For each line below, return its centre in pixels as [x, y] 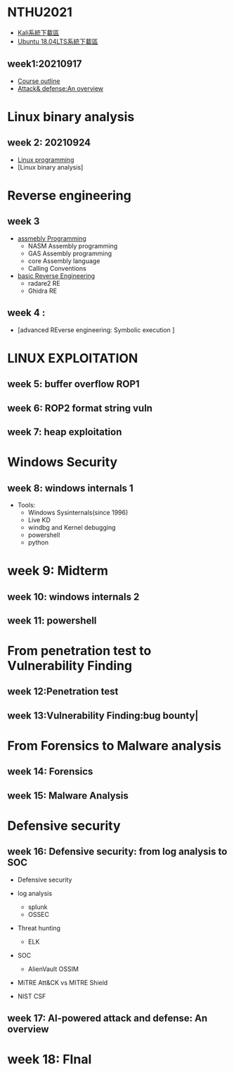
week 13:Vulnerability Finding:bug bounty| [103, 715]
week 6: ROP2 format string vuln [80, 408]
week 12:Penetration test [63, 691]
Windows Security [63, 462]
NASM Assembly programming [73, 246]
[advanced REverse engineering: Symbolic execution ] [96, 330]
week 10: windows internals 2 [73, 596]
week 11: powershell [52, 620]
